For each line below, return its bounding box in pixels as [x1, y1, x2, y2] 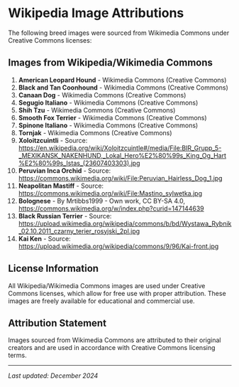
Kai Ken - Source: [18, 234, 71, 243]
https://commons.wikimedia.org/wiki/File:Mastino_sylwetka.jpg [18, 189, 203, 197]
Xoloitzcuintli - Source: [18, 136, 88, 144]
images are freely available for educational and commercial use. [8, 297, 195, 305]
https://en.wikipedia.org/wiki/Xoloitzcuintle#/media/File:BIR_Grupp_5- [18, 144, 222, 152]
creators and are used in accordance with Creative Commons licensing [8, 344, 216, 352]
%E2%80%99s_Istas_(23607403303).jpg [18, 159, 140, 167]
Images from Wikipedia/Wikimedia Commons [8, 57, 213, 69]
